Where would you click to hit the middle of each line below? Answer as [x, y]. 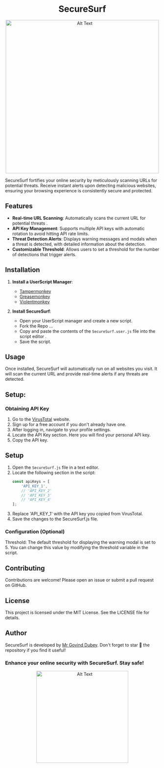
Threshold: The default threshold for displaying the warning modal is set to [80, 542]
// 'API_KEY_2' [37, 491]
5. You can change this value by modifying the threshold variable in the [77, 548]
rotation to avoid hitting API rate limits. [50, 234]
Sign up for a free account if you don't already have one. [69, 424]
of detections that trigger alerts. [44, 254]
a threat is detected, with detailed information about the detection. [79, 244]
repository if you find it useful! [35, 650]
